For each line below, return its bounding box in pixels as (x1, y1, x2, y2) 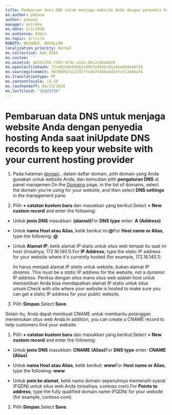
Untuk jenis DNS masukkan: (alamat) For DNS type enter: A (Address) (12, 218, 161, 224)
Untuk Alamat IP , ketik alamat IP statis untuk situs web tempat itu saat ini (12, 243, 167, 249)
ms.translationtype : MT (5, 74, 56, 79)
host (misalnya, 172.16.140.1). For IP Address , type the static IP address (12, 249, 161, 255)
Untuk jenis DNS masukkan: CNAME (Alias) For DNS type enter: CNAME (12, 347, 166, 353)
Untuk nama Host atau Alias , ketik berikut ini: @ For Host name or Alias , (12, 228, 164, 234)
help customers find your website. (5, 322, 78, 328)
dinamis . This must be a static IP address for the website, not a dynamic (12, 269, 165, 275)
